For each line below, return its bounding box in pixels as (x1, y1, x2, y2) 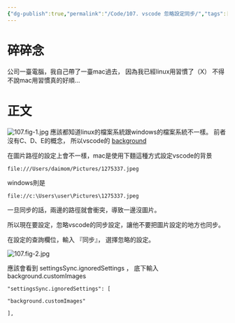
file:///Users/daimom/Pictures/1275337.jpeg (7, 165, 139, 172)
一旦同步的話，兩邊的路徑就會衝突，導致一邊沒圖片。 (7, 205, 161, 214)
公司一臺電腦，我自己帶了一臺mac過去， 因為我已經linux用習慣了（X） (7, 67, 211, 76)
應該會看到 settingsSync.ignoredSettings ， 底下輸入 (7, 263, 159, 272)
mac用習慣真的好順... (19, 76, 80, 84)
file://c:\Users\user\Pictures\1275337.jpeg (7, 192, 139, 200)
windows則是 (7, 178, 45, 186)
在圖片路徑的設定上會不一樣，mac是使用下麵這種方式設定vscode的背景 (7, 151, 213, 160)
